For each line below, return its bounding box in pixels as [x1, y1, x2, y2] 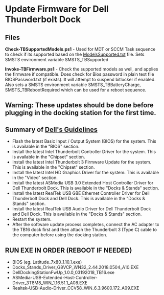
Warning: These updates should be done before [5, 101, 154, 110]
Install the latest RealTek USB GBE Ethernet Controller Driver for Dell [12, 190, 150, 196]
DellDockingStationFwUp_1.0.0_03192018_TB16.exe [12, 270, 115, 275]
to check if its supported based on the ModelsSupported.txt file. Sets [5, 51, 144, 57]
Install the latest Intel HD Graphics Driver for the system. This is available [12, 170, 159, 176]
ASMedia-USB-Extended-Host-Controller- [12, 275, 98, 281]
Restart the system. [12, 216, 52, 222]
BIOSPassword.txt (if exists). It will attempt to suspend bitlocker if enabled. [5, 77, 156, 82]
